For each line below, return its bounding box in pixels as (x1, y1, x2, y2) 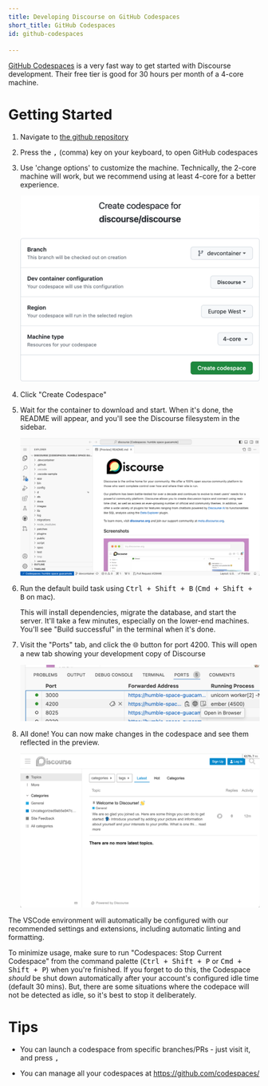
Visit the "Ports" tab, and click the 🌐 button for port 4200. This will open (19, 639, 258, 649)
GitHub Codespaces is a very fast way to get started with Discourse (8, 61, 231, 71)
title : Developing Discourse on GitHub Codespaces (8, 13, 180, 21)
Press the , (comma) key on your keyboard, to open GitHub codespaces (19, 148, 258, 157)
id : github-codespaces (8, 30, 84, 37)
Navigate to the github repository (19, 132, 129, 142)
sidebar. (19, 422, 47, 431)
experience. (19, 180, 60, 190)
